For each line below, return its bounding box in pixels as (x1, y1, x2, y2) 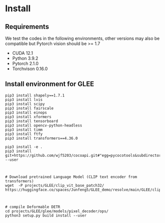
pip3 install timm (5, 127, 43, 132)
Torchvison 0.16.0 (12, 66, 48, 72)
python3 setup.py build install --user (5, 213, 87, 218)
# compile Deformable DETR (5, 204, 60, 209)
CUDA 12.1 (12, 50, 33, 56)
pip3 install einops (5, 110, 48, 115)
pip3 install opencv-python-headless (5, 123, 82, 128)
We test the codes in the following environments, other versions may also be (5, 35, 160, 41)
